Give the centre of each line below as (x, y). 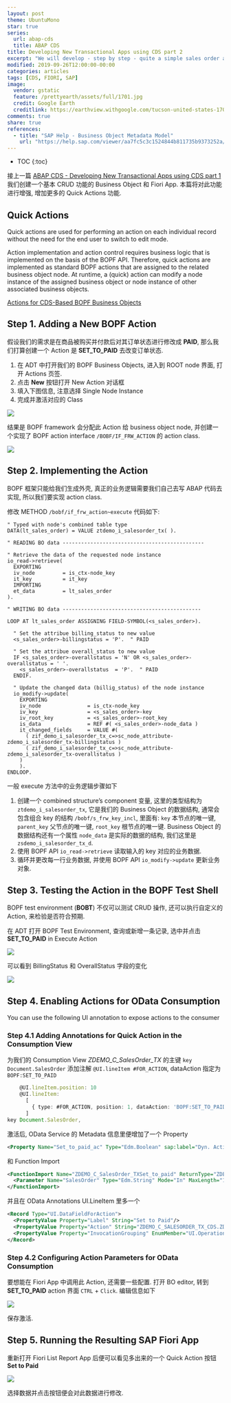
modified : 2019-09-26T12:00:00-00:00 (61, 65)
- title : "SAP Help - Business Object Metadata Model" (93, 135)
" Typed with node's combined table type (67, 524)
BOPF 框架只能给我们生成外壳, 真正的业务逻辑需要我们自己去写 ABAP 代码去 (115, 488)
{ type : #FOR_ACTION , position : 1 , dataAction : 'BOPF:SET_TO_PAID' (130, 1107)
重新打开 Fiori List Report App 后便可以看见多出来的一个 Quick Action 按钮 (112, 1357)
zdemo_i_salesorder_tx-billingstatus (61, 742)
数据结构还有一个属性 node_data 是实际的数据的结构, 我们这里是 (107, 835)
